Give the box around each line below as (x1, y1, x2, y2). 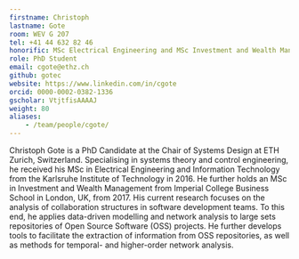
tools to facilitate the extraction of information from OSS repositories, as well (9, 231, 290, 240)
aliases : (9, 112, 42, 121)
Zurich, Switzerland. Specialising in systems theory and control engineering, (9, 155, 289, 165)
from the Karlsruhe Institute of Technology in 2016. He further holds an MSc (9, 174, 287, 183)
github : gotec (9, 71, 62, 80)
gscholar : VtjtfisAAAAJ (9, 95, 98, 105)
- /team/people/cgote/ (25, 121, 109, 130)
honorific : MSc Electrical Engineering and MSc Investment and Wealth (9, 46, 277, 55)
